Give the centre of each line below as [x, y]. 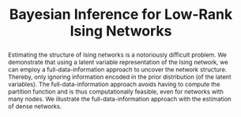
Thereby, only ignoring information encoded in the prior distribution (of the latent [119, 77]
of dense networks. [35, 106]
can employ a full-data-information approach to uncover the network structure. [117, 69]
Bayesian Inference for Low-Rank [121, 15]
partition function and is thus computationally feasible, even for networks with [115, 91]
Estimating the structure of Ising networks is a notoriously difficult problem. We [117, 55]
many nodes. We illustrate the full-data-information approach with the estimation [119, 99]
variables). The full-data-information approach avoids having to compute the [114, 84]
